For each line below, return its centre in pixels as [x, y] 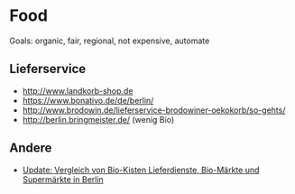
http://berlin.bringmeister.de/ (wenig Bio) [98, 119]
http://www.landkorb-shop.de [78, 90]
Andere [31, 148]
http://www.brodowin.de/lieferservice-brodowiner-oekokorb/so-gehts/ [154, 110]
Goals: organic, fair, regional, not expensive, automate [110, 41]
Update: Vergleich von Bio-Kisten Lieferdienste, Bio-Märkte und [141, 170]
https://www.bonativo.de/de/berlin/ [88, 100]
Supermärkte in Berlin [63, 179]
